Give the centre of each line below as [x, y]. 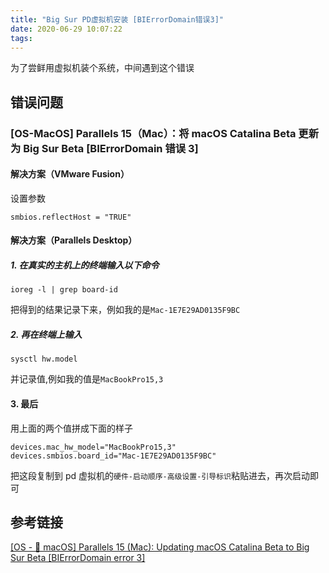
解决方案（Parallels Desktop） [74, 240]
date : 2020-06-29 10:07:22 [66, 29]
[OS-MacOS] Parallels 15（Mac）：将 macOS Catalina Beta [153, 133]
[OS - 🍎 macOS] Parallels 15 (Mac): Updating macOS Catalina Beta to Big [160, 547]
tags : [21, 38]
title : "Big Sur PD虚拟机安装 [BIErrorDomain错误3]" [117, 19]
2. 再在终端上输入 [46, 335]
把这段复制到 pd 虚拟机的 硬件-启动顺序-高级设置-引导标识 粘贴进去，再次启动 [160, 475]
